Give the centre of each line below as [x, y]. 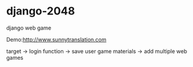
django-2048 [40, 11]
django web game [29, 28]
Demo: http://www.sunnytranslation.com [56, 39]
